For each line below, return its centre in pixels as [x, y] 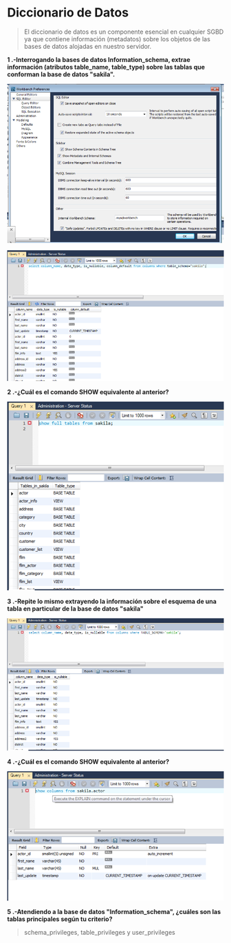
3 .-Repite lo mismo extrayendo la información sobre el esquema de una [112, 601]
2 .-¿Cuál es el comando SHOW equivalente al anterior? [88, 392]
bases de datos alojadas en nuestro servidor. [88, 46]
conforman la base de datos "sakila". [61, 74]
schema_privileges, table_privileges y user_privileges [99, 933]
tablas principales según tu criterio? [60, 919]
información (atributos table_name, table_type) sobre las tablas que [106, 67]
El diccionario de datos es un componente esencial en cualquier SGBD [124, 32]
